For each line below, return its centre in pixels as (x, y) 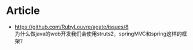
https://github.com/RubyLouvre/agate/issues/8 (71, 27)
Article (23, 11)
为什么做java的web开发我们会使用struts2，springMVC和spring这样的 (98, 34)
